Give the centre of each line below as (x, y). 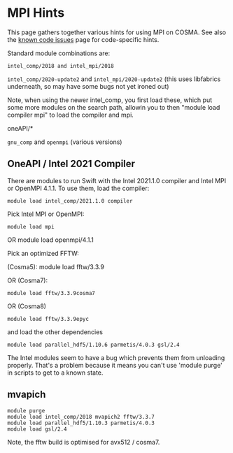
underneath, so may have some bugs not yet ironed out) (88, 86)
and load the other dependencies (55, 332)
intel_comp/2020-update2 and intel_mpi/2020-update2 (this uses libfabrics (114, 79)
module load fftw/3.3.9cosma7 (51, 293)
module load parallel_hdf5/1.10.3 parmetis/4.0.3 (81, 423)
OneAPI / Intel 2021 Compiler (71, 164)
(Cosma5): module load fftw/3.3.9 (56, 266)
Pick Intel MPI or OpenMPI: (46, 214)
